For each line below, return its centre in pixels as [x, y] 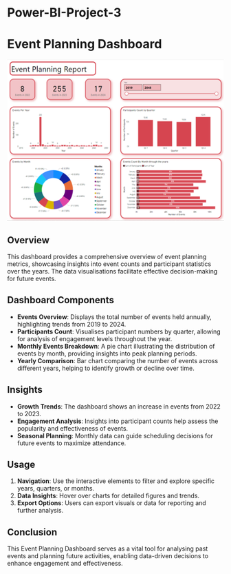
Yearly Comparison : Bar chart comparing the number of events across [118, 360]
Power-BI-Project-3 [64, 13]
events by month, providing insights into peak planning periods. [107, 353]
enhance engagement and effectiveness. [65, 564]
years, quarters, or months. [56, 489]
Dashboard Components [61, 300]
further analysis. [40, 511]
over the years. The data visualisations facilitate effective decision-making [112, 271]
